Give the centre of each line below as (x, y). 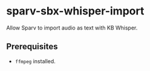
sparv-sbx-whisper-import (75, 11)
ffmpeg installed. (35, 61)
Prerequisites (32, 47)
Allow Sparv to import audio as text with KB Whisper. (72, 28)
